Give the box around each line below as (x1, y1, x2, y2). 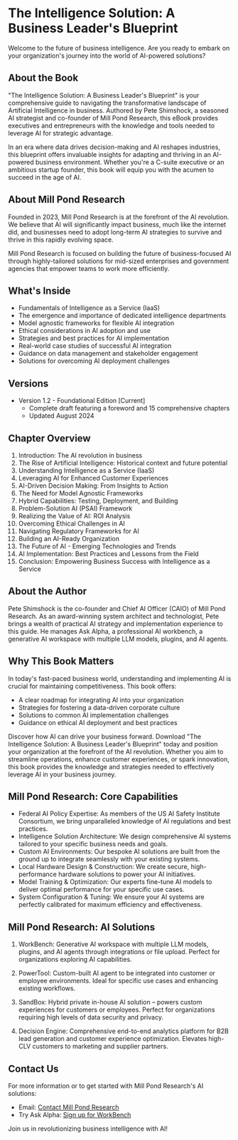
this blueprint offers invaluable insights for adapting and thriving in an (8, 150, 212, 158)
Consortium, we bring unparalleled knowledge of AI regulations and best (18, 817, 232, 826)
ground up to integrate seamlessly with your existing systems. (18, 855, 200, 863)
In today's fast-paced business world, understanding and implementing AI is (8, 674, 232, 682)
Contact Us (8, 1062, 59, 1074)
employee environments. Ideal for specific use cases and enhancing (18, 977, 219, 985)
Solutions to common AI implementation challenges (18, 711, 169, 719)
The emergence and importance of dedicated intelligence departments (18, 312, 227, 320)
